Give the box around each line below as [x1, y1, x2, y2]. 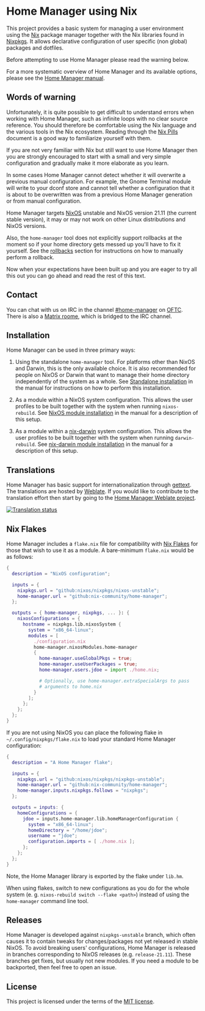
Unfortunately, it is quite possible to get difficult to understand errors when [6, 108, 194, 116]
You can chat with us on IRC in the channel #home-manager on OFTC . [6, 306, 183, 313]
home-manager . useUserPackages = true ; [38, 661, 138, 667]
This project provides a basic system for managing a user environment [6, 25, 184, 32]
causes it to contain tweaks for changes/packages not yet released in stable [6, 937, 198, 945]
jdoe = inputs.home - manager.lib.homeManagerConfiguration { [22, 816, 179, 822]
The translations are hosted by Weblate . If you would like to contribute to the [6, 488, 199, 495]
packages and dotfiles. [6, 44, 64, 51]
